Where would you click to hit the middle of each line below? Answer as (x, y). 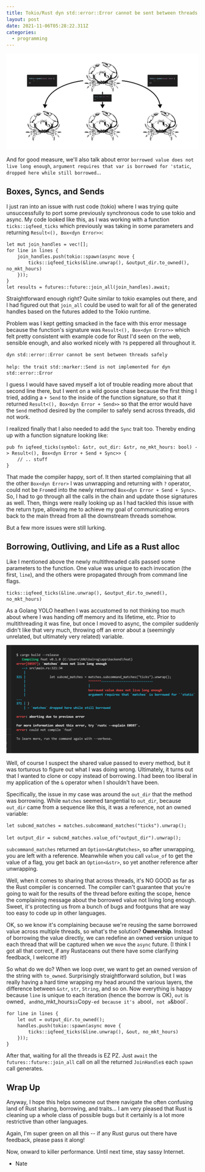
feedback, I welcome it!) (37, 957)
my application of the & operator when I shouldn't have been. (83, 782)
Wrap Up (23, 1087)
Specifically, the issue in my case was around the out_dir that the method (99, 794)
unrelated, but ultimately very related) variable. (65, 636)
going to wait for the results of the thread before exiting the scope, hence (99, 893)
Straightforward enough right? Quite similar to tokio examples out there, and (102, 298)
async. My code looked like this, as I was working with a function (88, 219)
